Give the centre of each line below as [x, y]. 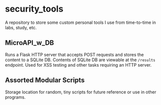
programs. [15, 97]
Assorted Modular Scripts [45, 80]
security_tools [34, 9]
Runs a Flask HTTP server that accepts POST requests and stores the [74, 54]
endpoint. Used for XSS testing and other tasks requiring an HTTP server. [78, 65]
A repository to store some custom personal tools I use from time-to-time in [80, 22]
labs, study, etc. [21, 27]
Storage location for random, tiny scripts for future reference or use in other [81, 92]
